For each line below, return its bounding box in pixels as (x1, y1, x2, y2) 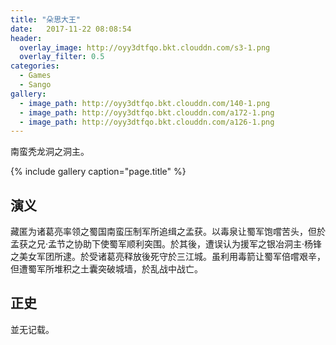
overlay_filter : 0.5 (19, 52, 105, 62)
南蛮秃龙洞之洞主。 (10, 146, 90, 158)
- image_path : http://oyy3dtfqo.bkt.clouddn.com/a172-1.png (19, 107, 275, 118)
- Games (19, 71, 52, 81)
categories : (10, 61, 60, 71)
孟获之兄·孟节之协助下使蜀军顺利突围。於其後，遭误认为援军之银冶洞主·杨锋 (10, 238, 323, 250)
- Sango (19, 80, 52, 90)
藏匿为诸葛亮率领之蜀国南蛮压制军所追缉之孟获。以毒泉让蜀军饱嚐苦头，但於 (10, 226, 326, 238)
